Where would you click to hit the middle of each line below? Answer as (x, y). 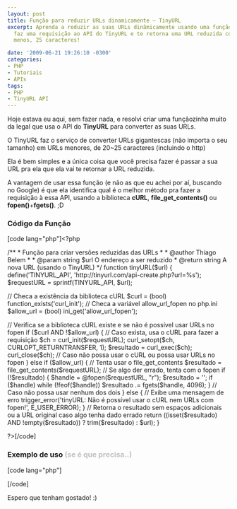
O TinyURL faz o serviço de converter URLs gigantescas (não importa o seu (117, 140)
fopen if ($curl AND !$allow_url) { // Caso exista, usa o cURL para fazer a (113, 332)
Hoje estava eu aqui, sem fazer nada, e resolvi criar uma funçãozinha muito (117, 119)
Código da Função (39, 223)
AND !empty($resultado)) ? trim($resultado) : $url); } (84, 423)
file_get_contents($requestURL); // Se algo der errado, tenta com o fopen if (116, 370)
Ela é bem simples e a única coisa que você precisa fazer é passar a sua (113, 162)
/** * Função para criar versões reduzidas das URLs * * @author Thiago (112, 252)
